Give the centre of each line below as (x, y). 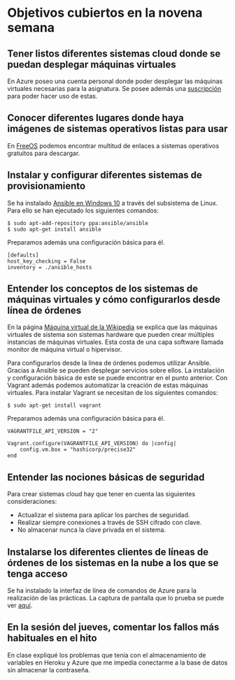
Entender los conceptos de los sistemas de (103, 289)
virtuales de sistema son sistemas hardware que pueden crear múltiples (111, 335)
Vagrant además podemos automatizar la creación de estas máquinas (108, 385)
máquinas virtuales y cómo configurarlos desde (114, 299)
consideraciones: (32, 502)
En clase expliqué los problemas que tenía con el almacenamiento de (107, 655)
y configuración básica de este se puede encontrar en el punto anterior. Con (117, 378)
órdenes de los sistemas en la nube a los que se (113, 563)
